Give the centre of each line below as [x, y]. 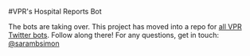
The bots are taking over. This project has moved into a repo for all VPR [125, 26]
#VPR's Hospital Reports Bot [55, 11]
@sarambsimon [34, 43]
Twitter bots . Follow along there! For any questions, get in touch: [113, 35]
